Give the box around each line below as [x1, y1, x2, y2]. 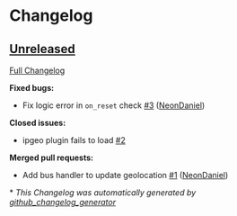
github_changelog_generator [9, 197, 117, 207]
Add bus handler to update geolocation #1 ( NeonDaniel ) [22, 170, 229, 180]
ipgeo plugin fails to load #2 [22, 135, 126, 145]
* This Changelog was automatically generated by [9, 187, 197, 198]
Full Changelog [9, 65, 66, 76]
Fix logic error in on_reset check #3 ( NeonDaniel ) [22, 100, 206, 111]
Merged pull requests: [9, 152, 94, 163]
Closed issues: [9, 118, 66, 128]
